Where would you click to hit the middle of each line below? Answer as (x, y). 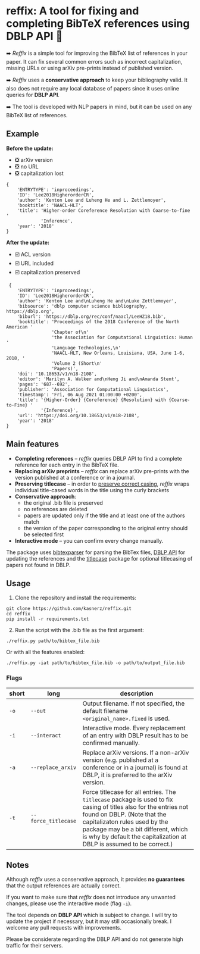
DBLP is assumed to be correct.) (128, 844)
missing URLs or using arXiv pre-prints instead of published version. (90, 68)
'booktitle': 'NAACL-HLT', (50, 205)
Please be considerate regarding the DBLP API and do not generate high (95, 939)
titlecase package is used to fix (128, 799)
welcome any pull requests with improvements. (64, 928)
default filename (105, 711)
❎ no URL (26, 166)
